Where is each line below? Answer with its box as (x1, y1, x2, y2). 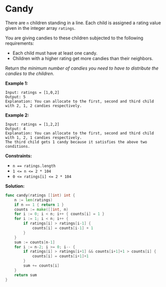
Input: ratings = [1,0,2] (5, 90, 59, 95)
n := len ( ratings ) (14, 197, 53, 202)
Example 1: (5, 80, 29, 86)
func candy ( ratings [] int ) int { (5, 193, 75, 198)
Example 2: (5, 112, 29, 118)
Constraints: (5, 152, 32, 159)
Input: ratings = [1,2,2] (5, 122, 59, 127)
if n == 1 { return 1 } (14, 202, 64, 207)
